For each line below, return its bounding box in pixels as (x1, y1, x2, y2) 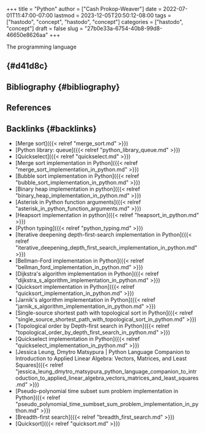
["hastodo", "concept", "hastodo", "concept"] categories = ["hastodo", (6, 18, 184, 25)
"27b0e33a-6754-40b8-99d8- (84, 25, 163, 32)
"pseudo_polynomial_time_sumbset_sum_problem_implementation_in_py (15, 400, 199, 407)
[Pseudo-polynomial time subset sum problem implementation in (15, 387, 179, 394)
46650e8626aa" (6, 31, 48, 39)
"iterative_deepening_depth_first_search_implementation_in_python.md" (15, 243, 198, 251)
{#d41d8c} (6, 61, 48, 71)
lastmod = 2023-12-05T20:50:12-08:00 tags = (54, 12, 171, 19)
